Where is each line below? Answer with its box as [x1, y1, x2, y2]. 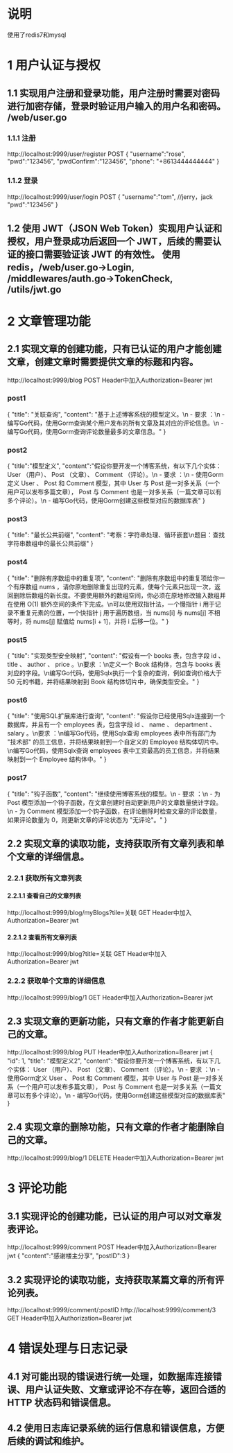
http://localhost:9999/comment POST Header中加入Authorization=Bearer [7, 1243, 217, 1251]
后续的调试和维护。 [7, 1436, 89, 1447]
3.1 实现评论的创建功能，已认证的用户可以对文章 [7, 1210, 213, 1222]
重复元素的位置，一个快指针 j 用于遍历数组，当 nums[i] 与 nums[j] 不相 [19, 608, 221, 617]
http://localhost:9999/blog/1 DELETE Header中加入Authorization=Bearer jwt [7, 1154, 224, 1162]
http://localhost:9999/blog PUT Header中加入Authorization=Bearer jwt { [7, 1048, 214, 1056]
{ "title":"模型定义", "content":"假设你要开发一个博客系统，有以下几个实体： [7, 462, 222, 470]
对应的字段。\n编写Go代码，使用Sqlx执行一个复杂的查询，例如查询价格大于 [7, 668, 222, 677]
